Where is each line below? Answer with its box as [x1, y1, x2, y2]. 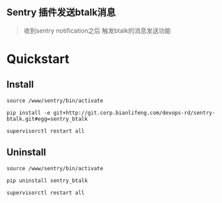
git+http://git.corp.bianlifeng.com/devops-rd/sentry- [53, 109, 216, 116]
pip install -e [6, 109, 51, 116]
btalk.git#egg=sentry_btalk [6, 115, 88, 122]
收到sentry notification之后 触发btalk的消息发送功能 [23, 26, 171, 35]
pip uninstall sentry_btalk [6, 177, 88, 184]
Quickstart [6, 51, 70, 67]
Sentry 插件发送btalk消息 [6, 6, 116, 19]
